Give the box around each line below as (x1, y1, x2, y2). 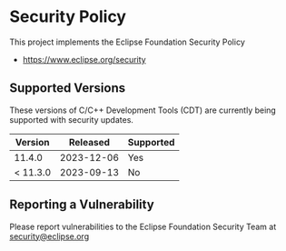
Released (68, 136, 111, 148)
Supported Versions (9, 80, 125, 96)
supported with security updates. (9, 114, 134, 125)
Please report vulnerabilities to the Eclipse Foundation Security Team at (9, 221, 277, 232)
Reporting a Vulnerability (9, 197, 154, 213)
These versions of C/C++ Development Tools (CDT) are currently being (9, 105, 277, 115)
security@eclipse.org (9, 230, 89, 242)
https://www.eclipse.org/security (22, 54, 147, 65)
